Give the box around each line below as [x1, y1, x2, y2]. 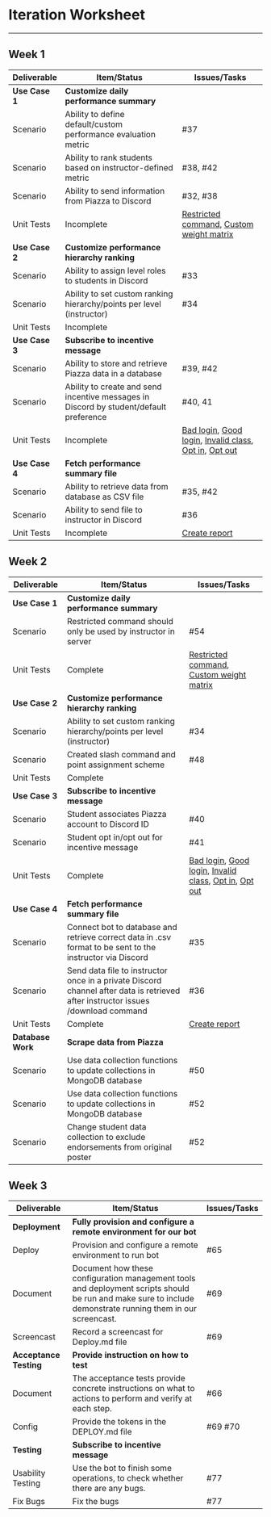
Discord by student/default [65, 401, 167, 413]
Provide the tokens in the [72, 1416, 167, 1427]
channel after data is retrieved [67, 985, 181, 996]
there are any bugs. [72, 1483, 146, 1494]
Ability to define [65, 108, 125, 119]
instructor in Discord [65, 514, 143, 526]
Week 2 [8, 555, 48, 568]
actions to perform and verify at [72, 1393, 192, 1404]
